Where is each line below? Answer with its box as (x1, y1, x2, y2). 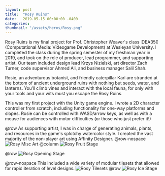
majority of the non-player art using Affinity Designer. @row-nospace (5, 136, 146, 142)
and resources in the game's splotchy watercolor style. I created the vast (5, 131, 153, 137)
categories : (5, 21, 30, 26)
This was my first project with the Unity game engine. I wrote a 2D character (5, 100, 160, 106)
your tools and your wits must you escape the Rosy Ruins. (5, 91, 123, 97)
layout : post (5, 7, 32, 12)
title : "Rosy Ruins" (5, 12, 50, 17)
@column (39, 141, 59, 147)
